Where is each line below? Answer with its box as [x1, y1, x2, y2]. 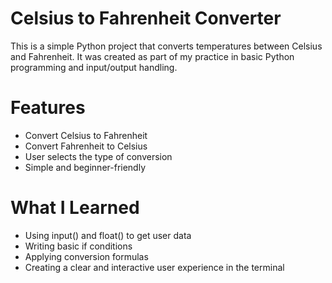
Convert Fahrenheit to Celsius [24, 140, 148, 152]
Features [10, 97, 86, 119]
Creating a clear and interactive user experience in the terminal [24, 261, 285, 273]
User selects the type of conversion [24, 150, 173, 162]
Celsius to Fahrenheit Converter [10, 7, 282, 30]
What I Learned [10, 197, 140, 219]
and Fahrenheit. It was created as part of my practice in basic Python [10, 50, 295, 62]
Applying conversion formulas [24, 250, 149, 262]
